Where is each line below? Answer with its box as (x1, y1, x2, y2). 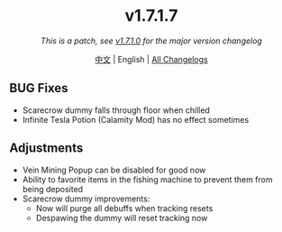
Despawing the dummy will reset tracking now (35, 212, 208, 223)
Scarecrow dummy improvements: (22, 193, 150, 204)
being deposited (22, 183, 84, 194)
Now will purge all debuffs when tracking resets (35, 202, 214, 213)
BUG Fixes (9, 80, 69, 96)
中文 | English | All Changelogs (94, 53, 209, 64)
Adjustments (9, 141, 84, 156)
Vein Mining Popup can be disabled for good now (22, 164, 206, 175)
